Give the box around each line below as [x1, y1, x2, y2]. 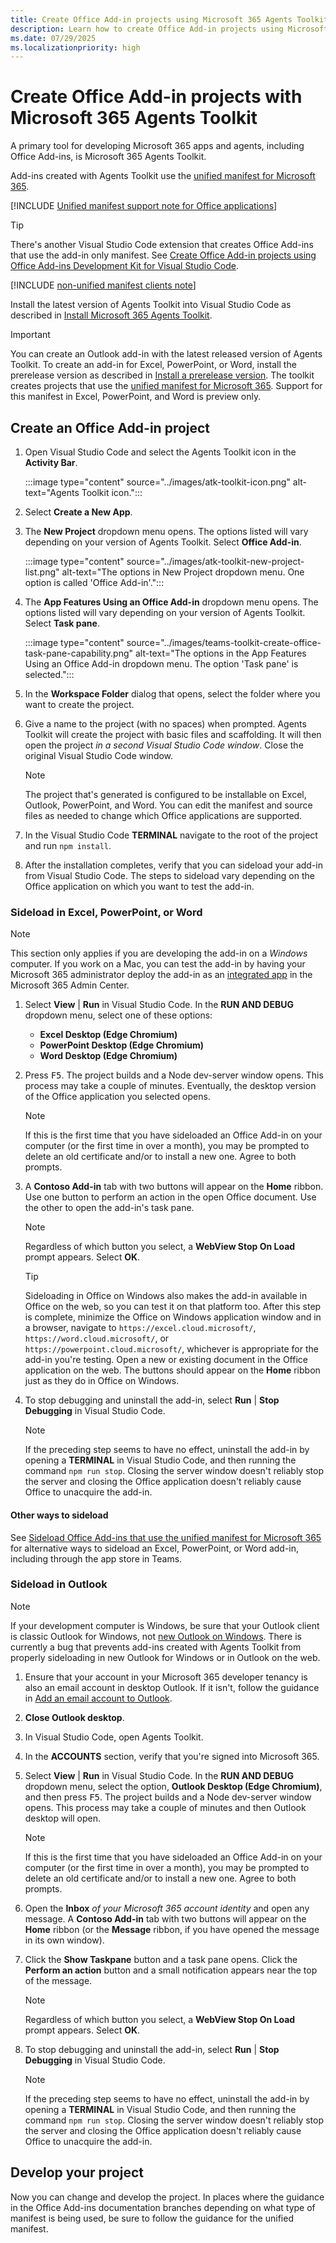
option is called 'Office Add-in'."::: [24, 577, 165, 588]
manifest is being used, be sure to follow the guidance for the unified [10, 2212, 294, 2224]
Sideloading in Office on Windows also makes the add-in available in [24, 1290, 308, 1302]
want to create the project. [24, 699, 135, 710]
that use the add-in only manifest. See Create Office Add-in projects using [10, 249, 317, 261]
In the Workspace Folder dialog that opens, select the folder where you [24, 688, 321, 700]
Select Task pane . [24, 617, 100, 629]
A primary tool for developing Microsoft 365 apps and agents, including [10, 140, 305, 152]
